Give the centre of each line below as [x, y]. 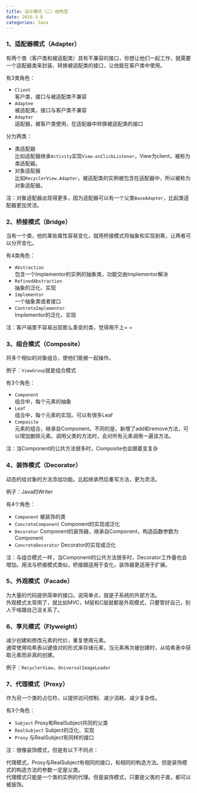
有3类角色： [21, 77]
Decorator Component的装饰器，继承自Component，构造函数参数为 [96, 531]
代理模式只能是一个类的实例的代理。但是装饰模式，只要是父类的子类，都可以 [98, 777]
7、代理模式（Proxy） [37, 684]
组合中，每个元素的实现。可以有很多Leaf [64, 415]
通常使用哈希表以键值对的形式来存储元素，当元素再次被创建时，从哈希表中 [96, 648]
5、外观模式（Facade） [40, 581]
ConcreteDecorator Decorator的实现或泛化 [65, 545]
